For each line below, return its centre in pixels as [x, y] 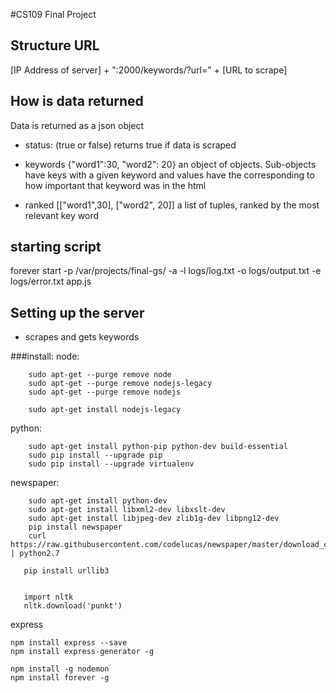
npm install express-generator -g [82, 652]
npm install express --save [69, 643]
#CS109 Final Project [53, 14]
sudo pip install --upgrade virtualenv [111, 464]
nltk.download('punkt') [73, 606]
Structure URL [55, 45]
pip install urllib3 [66, 571]
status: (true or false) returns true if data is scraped [130, 145]
